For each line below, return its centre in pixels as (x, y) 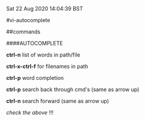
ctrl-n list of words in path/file (43, 55)
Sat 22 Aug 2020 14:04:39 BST (45, 9)
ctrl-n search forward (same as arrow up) (58, 101)
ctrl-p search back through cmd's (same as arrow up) (73, 89)
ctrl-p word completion (35, 78)
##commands (23, 32)
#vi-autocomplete (28, 20)
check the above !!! (30, 112)
